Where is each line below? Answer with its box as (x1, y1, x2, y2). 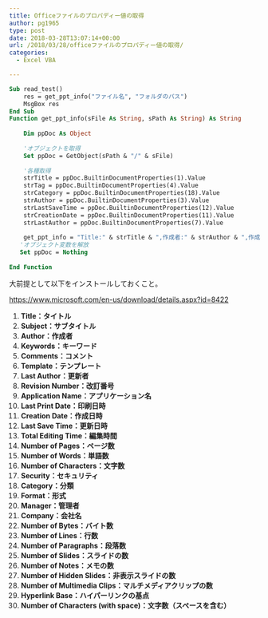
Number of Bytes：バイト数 (20, 521, 114, 530)
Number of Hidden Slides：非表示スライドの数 (20, 570, 176, 580)
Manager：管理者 (20, 501, 80, 510)
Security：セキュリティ (20, 470, 99, 480)
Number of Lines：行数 (20, 530, 99, 540)
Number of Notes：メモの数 (20, 561, 115, 570)
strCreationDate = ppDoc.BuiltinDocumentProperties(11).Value (23, 211, 235, 220)
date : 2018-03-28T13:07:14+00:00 (9, 34, 120, 42)
